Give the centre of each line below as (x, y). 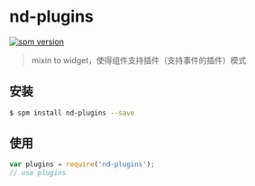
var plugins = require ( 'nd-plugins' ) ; (82, 164)
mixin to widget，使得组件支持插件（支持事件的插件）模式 (139, 60)
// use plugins (38, 173)
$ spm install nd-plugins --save (72, 113)
